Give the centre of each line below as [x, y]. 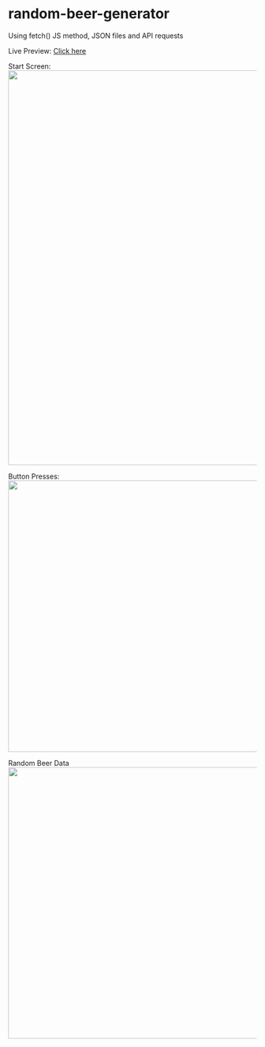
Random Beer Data [39, 763]
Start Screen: [30, 66]
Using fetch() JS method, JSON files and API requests [96, 36]
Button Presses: [34, 476]
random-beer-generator [89, 14]
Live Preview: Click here [47, 51]
